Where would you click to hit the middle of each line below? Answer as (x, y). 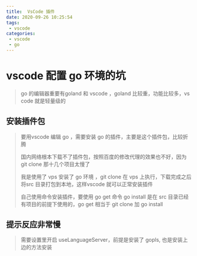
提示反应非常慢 (33, 225)
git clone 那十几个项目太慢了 (55, 164)
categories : (21, 34)
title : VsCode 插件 (30, 12)
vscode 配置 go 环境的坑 (66, 76)
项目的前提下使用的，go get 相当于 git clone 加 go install (94, 204)
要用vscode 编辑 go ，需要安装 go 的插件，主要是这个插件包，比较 (102, 136)
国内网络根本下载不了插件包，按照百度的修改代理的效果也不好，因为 (104, 156)
